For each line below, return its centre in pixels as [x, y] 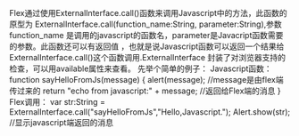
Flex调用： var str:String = [57, 102]
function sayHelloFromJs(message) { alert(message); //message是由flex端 [146, 80]
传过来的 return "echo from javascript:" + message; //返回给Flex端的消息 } [145, 91]
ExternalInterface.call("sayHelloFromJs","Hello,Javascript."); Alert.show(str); [150, 112]
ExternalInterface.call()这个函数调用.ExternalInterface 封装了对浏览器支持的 [148, 57]
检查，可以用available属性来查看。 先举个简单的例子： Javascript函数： [141, 68]
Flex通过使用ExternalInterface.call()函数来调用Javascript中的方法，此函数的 [148, 13]
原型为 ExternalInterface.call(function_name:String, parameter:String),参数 [146, 24]
